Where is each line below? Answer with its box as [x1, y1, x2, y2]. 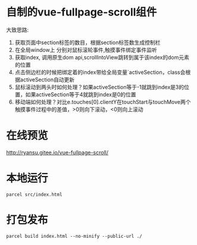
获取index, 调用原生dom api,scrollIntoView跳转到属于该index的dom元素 [14, 54, 189, 61]
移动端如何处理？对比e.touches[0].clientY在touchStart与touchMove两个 [14, 98, 191, 105]
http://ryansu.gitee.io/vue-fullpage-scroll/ [6, 149, 109, 156]
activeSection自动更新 [20, 76, 75, 83]
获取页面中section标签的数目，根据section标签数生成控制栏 [14, 39, 161, 46]
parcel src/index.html [6, 191, 62, 197]
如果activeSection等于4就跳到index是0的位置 [25, 90, 136, 98]
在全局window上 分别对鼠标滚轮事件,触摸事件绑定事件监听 [14, 46, 158, 54]
